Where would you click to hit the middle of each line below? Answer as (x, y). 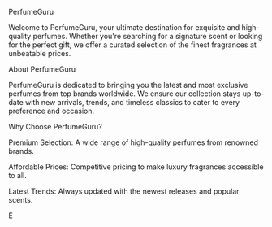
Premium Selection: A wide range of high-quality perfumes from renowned (133, 142)
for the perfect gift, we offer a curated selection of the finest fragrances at (133, 45)
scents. (21, 200)
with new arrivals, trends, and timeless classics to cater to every (132, 102)
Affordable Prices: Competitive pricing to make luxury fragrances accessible (136, 167)
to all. (17, 175)
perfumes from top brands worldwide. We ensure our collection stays (125, 94)
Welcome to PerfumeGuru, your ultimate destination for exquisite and (124, 27)
